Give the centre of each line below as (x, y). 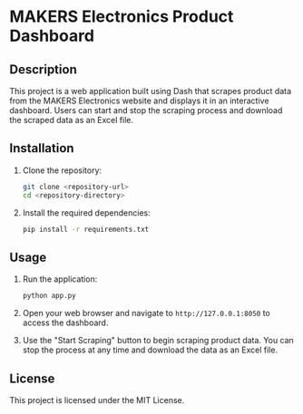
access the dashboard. (65, 323)
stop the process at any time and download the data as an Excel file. (150, 350)
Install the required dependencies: (87, 212)
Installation (42, 148)
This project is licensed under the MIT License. (97, 400)
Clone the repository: (62, 170)
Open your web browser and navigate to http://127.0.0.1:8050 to (146, 313)
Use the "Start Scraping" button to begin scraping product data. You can (158, 341)
